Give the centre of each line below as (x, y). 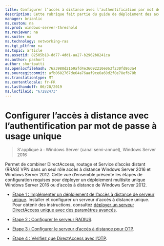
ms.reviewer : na (21, 32)
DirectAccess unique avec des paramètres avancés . (64, 210)
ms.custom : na (20, 23)
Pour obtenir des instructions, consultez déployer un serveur (73, 205)
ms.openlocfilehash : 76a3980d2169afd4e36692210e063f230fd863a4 (71, 69)
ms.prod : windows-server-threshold (41, 28)
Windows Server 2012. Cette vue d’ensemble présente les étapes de (74, 175)
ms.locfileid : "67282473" (31, 91)
